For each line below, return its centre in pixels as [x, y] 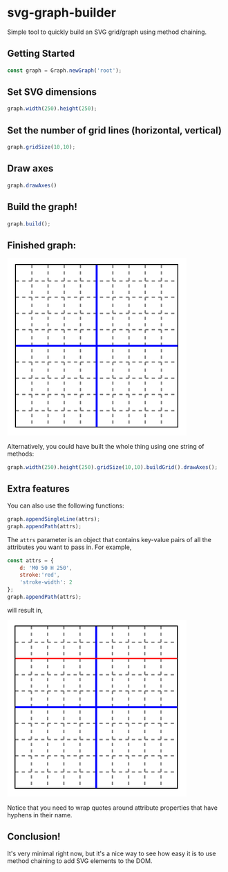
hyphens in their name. [40, 815]
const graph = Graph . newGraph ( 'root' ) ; [65, 71]
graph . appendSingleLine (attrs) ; [54, 519]
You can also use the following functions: [66, 505]
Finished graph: [42, 245]
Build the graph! [42, 207]
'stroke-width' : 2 [46, 582]
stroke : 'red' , [40, 575]
